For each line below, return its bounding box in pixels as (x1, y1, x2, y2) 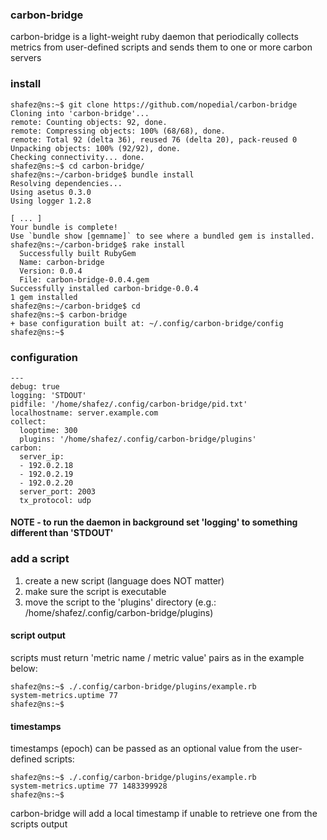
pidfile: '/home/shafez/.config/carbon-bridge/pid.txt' (10, 399, 248, 409)
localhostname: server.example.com (10, 408, 159, 418)
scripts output (10, 818, 68, 830)
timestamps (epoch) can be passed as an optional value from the (10, 743, 279, 755)
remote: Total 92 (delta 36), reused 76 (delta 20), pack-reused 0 (10, 134, 298, 145)
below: (10, 662, 38, 674)
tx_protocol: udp (19, 495, 92, 505)
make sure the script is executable (24, 585, 167, 597)
